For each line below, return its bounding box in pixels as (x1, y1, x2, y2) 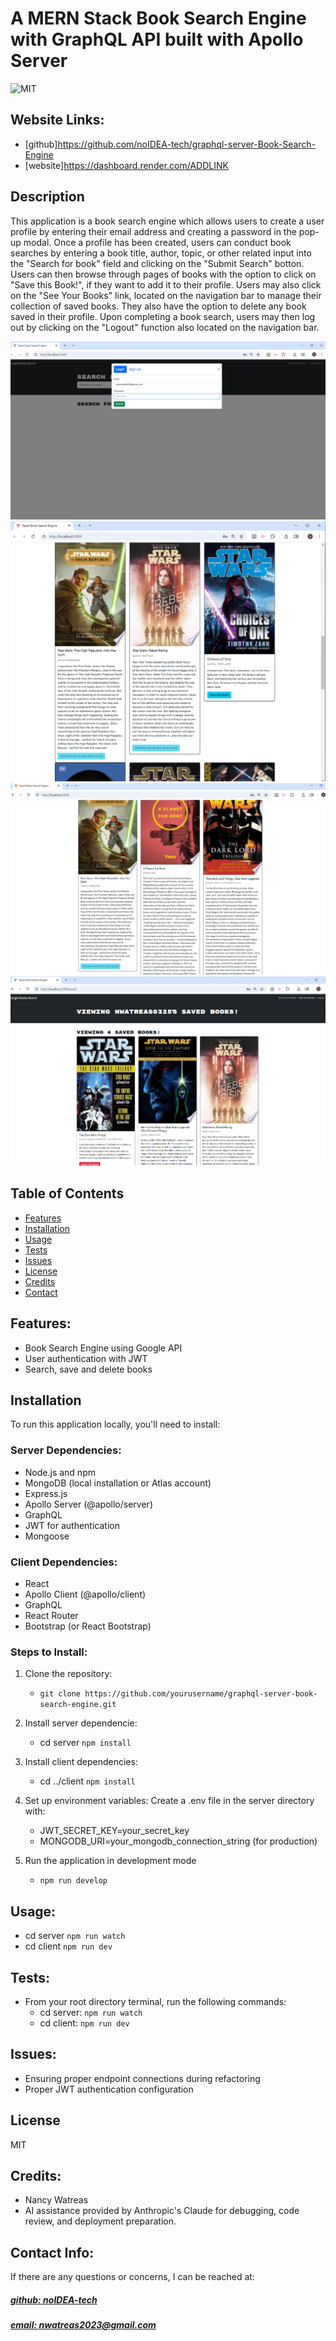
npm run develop (39, 1876, 108, 1886)
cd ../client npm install (39, 1775, 136, 1787)
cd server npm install (39, 1737, 132, 1749)
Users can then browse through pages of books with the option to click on (10, 268, 317, 280)
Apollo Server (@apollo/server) (24, 1498, 153, 1510)
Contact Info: (10, 2244, 95, 2261)
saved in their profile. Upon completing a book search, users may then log (10, 310, 316, 322)
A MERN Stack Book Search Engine (10, 7, 307, 30)
